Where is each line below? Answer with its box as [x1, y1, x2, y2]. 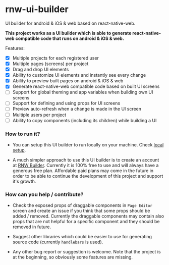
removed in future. [12, 224, 51, 230]
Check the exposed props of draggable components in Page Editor [12, 202, 153, 208]
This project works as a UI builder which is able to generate [5, 30, 132, 36]
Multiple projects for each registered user [12, 55, 99, 61]
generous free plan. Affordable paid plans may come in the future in [12, 168, 154, 174]
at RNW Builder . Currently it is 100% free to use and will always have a [12, 162, 159, 168]
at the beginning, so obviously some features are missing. [12, 254, 133, 260]
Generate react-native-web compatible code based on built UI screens [12, 83, 160, 89]
